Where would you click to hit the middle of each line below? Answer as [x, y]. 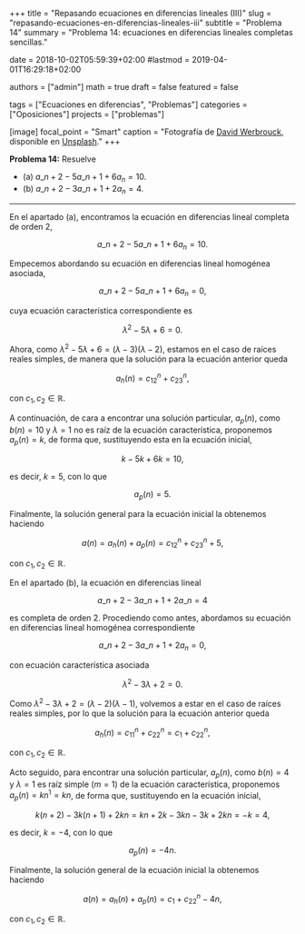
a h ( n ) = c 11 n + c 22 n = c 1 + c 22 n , [152, 732]
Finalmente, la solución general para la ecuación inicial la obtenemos [138, 514]
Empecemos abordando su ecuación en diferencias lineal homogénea [140, 263]
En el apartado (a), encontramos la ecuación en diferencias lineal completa [149, 216]
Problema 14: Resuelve [53, 159]
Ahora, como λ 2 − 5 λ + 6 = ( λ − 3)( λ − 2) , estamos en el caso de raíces [143, 348]
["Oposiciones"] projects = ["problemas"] [87, 114]
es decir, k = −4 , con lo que [61, 832]
